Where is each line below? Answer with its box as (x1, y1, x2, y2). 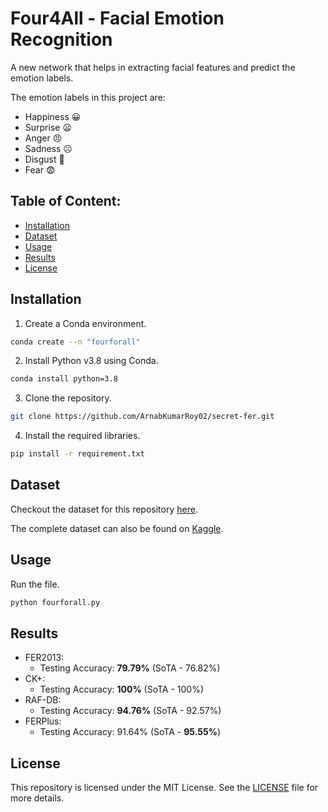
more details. (10, 792, 65, 804)
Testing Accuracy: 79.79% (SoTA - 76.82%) (39, 662, 221, 674)
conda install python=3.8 (10, 374, 118, 384)
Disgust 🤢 (24, 153, 65, 165)
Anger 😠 (24, 132, 63, 144)
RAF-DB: (24, 694, 62, 706)
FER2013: (24, 652, 65, 664)
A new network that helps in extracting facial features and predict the (10, 61, 296, 73)
